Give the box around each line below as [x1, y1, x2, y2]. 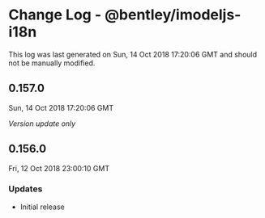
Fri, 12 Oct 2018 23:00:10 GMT [8, 163, 110, 173]
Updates [8, 183, 43, 195]
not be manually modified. [8, 58, 96, 68]
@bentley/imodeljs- [104, 6, 241, 24]
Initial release [19, 202, 65, 212]
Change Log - [8, 6, 102, 24]
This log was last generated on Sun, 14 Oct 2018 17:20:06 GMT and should [8, 49, 258, 59]
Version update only [8, 119, 76, 128]
